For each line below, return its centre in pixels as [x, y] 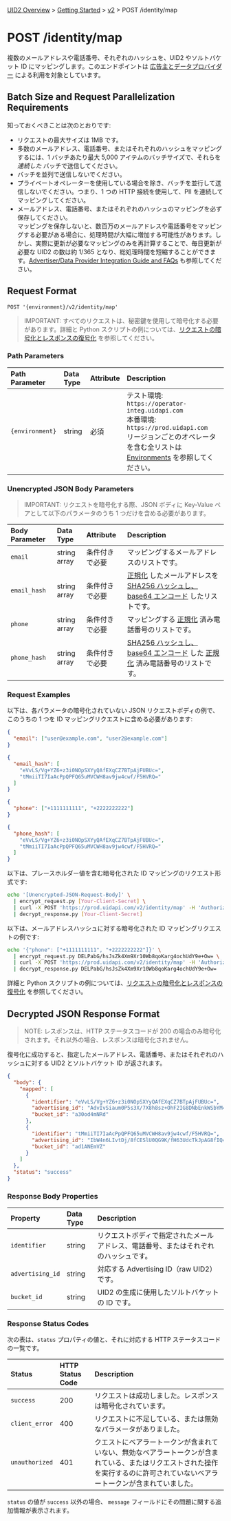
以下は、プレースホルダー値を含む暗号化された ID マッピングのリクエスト [111, 873]
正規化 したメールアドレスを [173, 576]
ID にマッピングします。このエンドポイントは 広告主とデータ [106, 66]
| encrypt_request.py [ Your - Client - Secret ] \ [80, 902]
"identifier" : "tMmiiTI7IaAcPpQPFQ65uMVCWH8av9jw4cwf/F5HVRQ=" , [126, 1134]
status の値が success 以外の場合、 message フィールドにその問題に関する [111, 1502]
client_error [32, 1424]
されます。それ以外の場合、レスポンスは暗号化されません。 [108, 1040]
